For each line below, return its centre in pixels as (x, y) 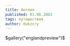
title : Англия (20, 10)
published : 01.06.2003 (29, 14)
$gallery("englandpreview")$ (35, 38)
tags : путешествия (24, 19)
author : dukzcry (22, 24)
